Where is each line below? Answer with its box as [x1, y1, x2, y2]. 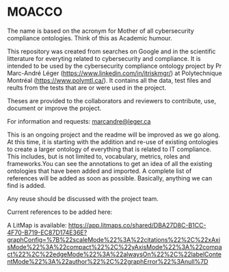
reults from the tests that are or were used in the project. [7, 83, 166, 92]
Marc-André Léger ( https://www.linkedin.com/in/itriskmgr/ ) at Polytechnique [7, 69, 222, 77]
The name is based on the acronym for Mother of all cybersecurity [7, 27, 195, 35]
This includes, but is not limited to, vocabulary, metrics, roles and [7, 152, 191, 161]
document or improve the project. [7, 104, 102, 112]
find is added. [7, 181, 46, 189]
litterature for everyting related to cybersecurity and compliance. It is [7, 54, 201, 62]
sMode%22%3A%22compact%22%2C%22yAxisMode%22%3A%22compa [7, 243, 222, 251]
